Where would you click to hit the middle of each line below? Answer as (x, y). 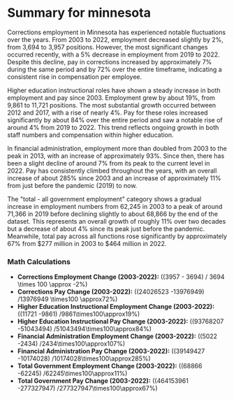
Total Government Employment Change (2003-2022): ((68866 (110, 366)
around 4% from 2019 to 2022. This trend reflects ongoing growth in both (113, 127)
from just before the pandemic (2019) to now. (72, 185)
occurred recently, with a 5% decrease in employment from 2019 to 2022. (114, 55)
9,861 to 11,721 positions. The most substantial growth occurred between (112, 105)
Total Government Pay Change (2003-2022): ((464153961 (103, 381)
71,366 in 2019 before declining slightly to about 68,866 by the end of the (113, 214)
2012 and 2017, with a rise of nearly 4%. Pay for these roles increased (108, 113)
